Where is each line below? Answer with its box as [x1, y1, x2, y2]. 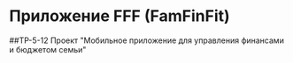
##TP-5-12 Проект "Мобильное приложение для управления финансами [9, 35, 285, 45]
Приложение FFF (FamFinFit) [9, 6, 230, 26]
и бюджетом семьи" [9, 44, 87, 54]
